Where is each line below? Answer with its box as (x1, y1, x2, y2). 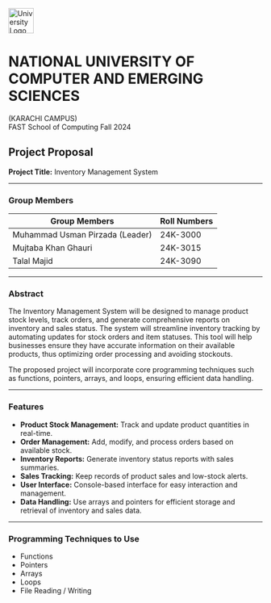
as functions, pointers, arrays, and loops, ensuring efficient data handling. (8, 374, 254, 383)
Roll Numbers (160, 216, 214, 227)
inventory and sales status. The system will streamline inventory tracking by (8, 324, 261, 333)
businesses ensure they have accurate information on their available (8, 341, 236, 350)
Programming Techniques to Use (8, 533, 140, 544)
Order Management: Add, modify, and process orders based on (19, 437, 234, 446)
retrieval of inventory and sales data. (19, 505, 143, 515)
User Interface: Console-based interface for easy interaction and (19, 479, 238, 489)
